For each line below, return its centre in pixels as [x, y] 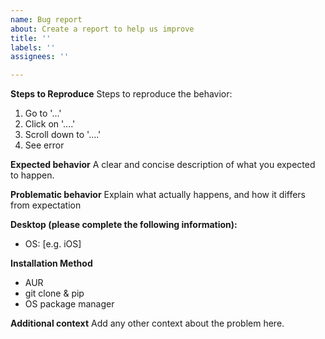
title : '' [31, 38]
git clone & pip [54, 293]
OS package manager [69, 304]
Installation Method [51, 263]
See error [44, 145]
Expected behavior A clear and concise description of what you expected [163, 165]
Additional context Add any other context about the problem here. [147, 323]
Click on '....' [50, 124]
